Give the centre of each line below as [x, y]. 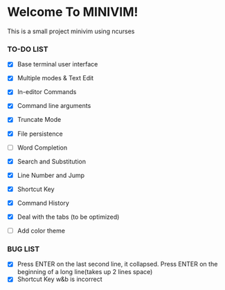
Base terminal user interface [57, 64]
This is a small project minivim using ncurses [71, 31]
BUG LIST [24, 248]
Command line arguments [54, 106]
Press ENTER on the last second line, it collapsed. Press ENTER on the [117, 264]
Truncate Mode [39, 120]
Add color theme [41, 230]
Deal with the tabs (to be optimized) [68, 217]
